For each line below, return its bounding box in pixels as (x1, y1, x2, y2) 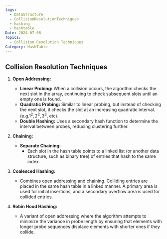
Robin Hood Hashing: (12, 204, 58, 210)
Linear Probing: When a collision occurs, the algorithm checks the (19, 86, 157, 92)
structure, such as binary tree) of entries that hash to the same (27, 153, 156, 159)
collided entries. (19, 194, 53, 200)
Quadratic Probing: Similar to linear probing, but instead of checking (19, 102, 161, 108)
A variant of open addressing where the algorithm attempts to (19, 213, 147, 219)
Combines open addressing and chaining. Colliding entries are (19, 178, 148, 184)
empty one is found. (19, 96, 61, 102)
